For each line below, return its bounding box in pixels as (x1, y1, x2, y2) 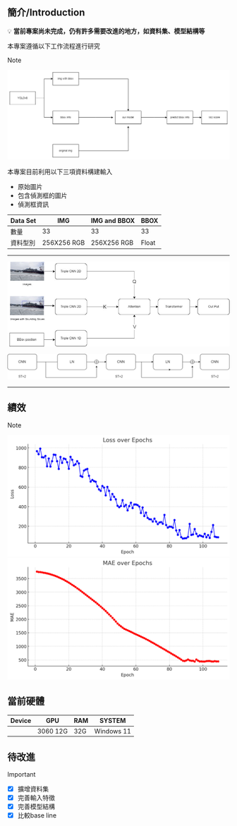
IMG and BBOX (90, 216, 135, 224)
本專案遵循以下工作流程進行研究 (7, 42, 100, 50)
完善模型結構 (17, 803, 55, 811)
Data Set (10, 216, 37, 224)
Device (10, 717, 32, 725)
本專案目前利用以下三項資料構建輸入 (7, 168, 113, 176)
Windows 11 (94, 727, 132, 735)
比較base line (17, 811, 57, 820)
